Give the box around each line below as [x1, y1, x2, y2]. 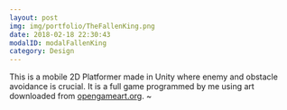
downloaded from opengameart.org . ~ [9, 91, 152, 102]
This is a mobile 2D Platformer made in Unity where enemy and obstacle [9, 71, 278, 82]
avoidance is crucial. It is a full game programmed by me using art [9, 81, 255, 92]
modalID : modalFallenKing [9, 38, 106, 48]
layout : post [9, 13, 59, 23]
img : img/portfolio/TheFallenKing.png [9, 22, 155, 31]
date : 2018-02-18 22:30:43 [9, 30, 111, 39]
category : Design [9, 47, 75, 56]
